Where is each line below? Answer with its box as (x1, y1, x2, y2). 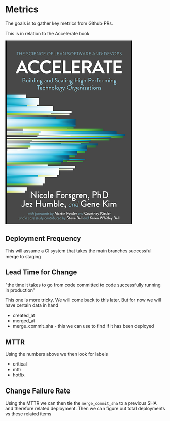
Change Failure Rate (5, 386, 71, 395)
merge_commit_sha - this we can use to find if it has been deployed (12, 323, 154, 329)
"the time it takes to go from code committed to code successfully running (5, 282, 161, 288)
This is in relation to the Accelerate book (5, 30, 90, 36)
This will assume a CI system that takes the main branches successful (5, 248, 152, 254)
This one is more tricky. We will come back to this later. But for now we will (5, 297, 161, 303)
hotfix (12, 372, 25, 378)
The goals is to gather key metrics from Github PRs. (5, 20, 113, 26)
